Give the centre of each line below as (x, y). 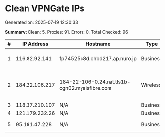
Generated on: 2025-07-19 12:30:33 (41, 22)
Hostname (98, 44)
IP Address (35, 44)
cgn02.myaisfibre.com (86, 88)
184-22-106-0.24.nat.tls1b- (95, 82)
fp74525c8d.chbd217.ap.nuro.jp (98, 58)
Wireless (151, 85)
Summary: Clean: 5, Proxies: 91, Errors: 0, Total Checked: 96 (67, 32)
